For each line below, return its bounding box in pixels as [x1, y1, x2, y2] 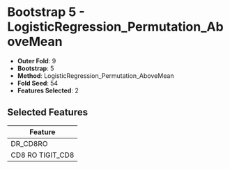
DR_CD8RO [10, 138, 48, 148]
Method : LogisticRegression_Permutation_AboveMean [17, 71, 174, 80]
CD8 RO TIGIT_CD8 [10, 150, 75, 160]
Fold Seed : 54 [17, 79, 59, 87]
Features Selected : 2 [17, 86, 79, 95]
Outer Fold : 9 [17, 56, 56, 65]
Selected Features [7, 106, 89, 118]
